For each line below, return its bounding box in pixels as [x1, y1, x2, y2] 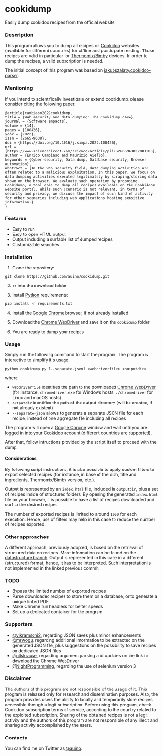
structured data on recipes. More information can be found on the [5, 550, 137, 555]
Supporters [5, 621, 33, 628]
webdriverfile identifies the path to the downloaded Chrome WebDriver [12, 385, 156, 390]
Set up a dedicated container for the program [12, 609, 103, 615]
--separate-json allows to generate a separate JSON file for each [12, 410, 143, 416]
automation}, [5, 161, 32, 166]
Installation [5, 253, 33, 260]
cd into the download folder [12, 283, 67, 288]
